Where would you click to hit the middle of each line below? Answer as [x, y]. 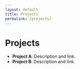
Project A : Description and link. [44, 56]
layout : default [22, 10]
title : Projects [22, 14]
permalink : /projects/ [28, 19]
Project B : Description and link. [43, 62]
